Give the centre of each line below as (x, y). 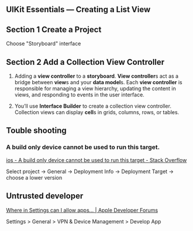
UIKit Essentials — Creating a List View (78, 10)
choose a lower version (34, 177)
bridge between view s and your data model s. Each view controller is (98, 82)
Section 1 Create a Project (54, 30)
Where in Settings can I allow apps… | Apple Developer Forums (82, 210)
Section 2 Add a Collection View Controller (85, 62)
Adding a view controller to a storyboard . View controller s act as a (96, 76)
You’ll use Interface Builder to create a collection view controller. (93, 106)
